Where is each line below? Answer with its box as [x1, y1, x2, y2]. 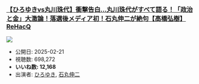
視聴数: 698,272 [15, 56, 56, 63]
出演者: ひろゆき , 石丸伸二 [15, 71, 80, 78]
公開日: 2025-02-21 [15, 48, 64, 56]
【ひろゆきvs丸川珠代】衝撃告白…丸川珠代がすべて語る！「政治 [6, 5, 193, 13]
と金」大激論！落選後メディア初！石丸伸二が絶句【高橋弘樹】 [6, 14, 186, 22]
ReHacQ [6, 22, 32, 31]
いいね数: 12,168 [15, 63, 56, 71]
